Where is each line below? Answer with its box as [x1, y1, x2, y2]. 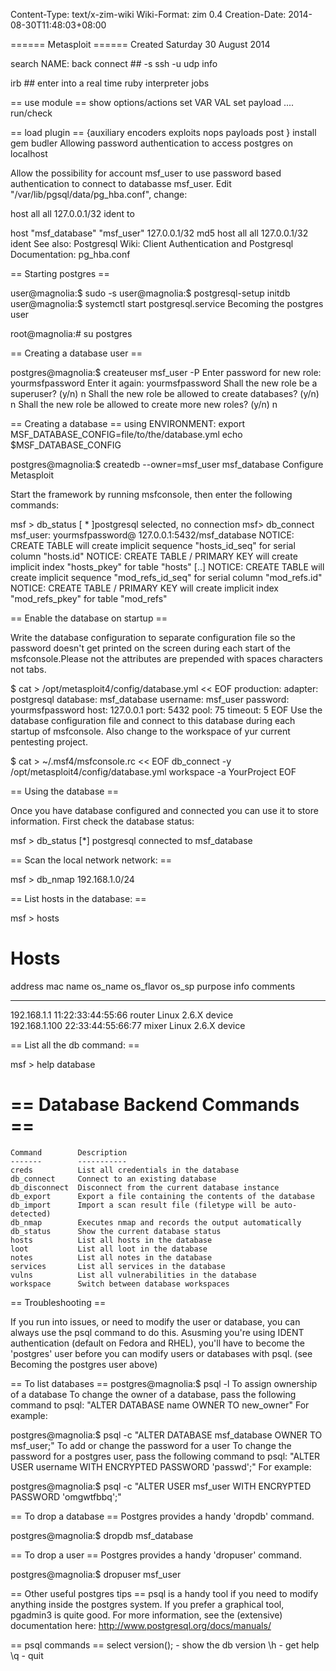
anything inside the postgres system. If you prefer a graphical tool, [10, 1598, 285, 1610]
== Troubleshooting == [10, 1296, 107, 1308]
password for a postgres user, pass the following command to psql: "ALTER [10, 1450, 321, 1462]
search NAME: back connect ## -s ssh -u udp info [10, 58, 218, 69]
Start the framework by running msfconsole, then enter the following [10, 489, 293, 500]
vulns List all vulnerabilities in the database [10, 1270, 257, 1280]
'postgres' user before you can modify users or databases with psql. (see [10, 1347, 313, 1359]
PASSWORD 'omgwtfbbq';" [10, 1490, 122, 1503]
